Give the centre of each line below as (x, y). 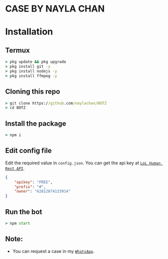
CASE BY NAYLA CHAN (55, 9)
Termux (18, 50)
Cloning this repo (33, 92)
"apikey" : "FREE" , (33, 182)
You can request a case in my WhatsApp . (53, 251)
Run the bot (24, 212)
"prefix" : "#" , (30, 187)
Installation (29, 32)
